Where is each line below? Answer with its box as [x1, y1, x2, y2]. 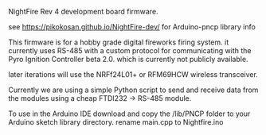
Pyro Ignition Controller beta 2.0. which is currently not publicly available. [8, 55, 248, 64]
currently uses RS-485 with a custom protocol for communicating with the [8, 46, 252, 55]
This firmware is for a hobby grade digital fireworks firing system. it [8, 37, 229, 47]
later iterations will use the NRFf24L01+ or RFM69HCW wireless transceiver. [8, 70, 259, 79]
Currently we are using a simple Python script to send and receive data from [8, 85, 259, 94]
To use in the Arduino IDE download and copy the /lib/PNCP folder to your [8, 109, 251, 118]
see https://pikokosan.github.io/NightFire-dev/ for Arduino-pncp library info [8, 22, 256, 31]
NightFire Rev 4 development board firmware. [8, 7, 158, 16]
